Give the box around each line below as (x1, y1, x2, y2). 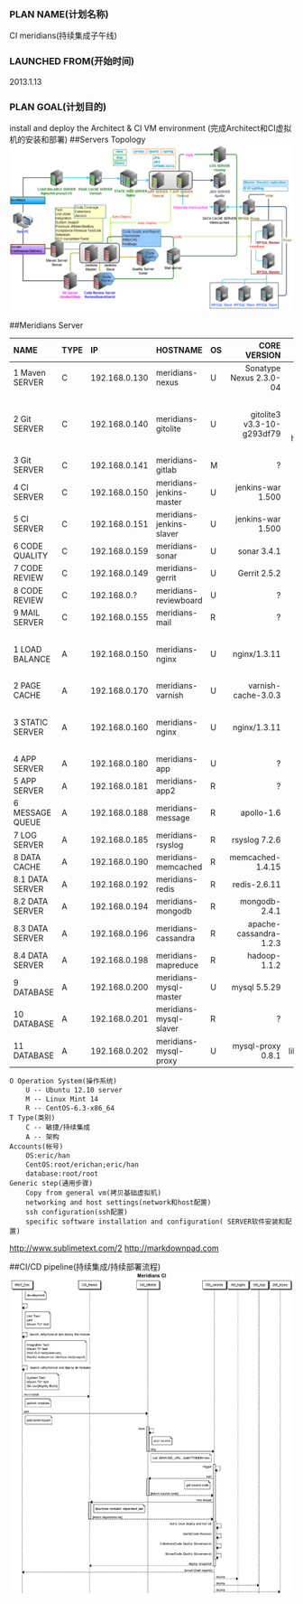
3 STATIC (13, 717, 49, 728)
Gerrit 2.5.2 (237, 567, 281, 578)
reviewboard (156, 595, 203, 605)
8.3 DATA (13, 924, 49, 934)
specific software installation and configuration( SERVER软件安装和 (25, 1217, 286, 1226)
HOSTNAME (156, 345, 203, 356)
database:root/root (25, 1169, 99, 1178)
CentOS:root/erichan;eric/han (25, 1160, 140, 1169)
